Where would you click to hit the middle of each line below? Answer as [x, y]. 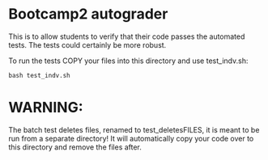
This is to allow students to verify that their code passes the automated [127, 36]
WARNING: [46, 108]
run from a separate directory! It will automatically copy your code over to [131, 138]
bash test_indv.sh [39, 75]
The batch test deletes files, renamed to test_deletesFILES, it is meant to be [134, 129]
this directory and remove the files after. [75, 147]
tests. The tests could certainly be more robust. [87, 44]
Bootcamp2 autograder [88, 14]
